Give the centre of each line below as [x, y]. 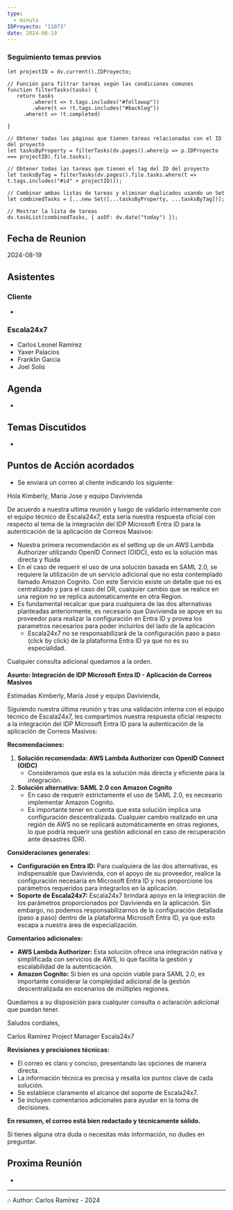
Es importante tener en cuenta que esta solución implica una [114, 809]
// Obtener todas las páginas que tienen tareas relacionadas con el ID [114, 138]
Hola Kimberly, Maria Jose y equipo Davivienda [75, 496]
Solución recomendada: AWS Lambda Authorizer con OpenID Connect [121, 758]
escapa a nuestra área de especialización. [78, 925]
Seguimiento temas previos [54, 58]
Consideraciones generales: [49, 852]
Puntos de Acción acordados [71, 466]
